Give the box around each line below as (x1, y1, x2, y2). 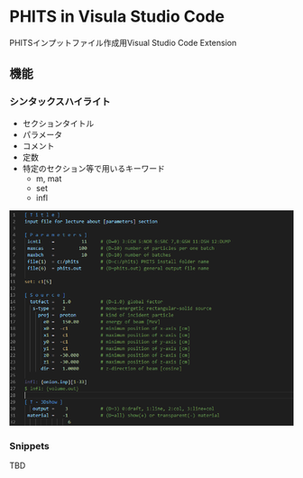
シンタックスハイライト (9, 96, 111, 108)
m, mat (35, 173, 62, 184)
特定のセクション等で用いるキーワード (22, 162, 165, 173)
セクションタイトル (22, 117, 95, 128)
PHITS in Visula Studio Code (9, 6, 225, 27)
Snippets (9, 439, 50, 452)
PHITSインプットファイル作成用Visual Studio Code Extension (9, 37, 237, 48)
